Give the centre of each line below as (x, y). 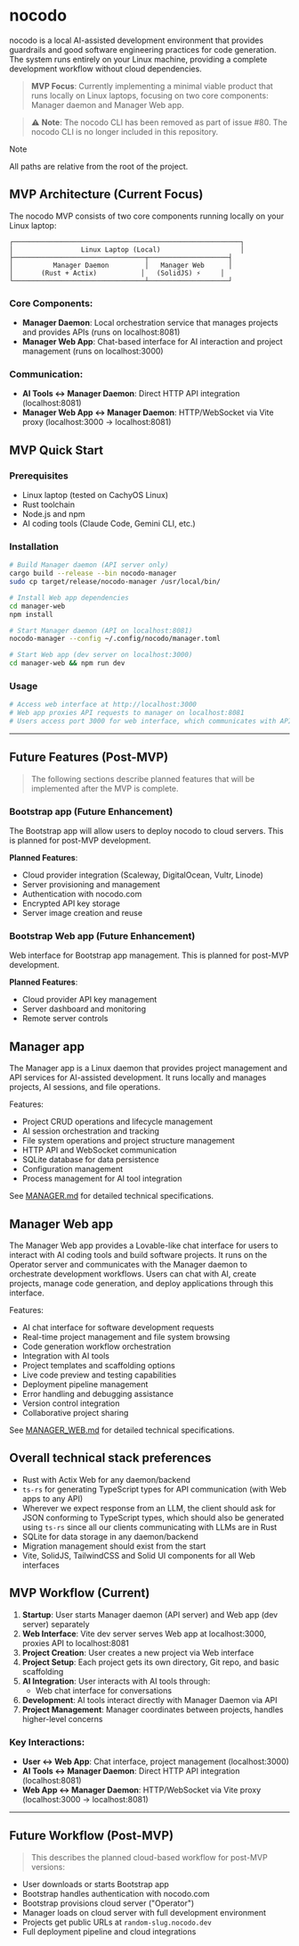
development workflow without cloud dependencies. (105, 69)
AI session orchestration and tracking (91, 1131)
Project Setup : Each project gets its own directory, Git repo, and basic (151, 1662)
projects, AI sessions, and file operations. (85, 1087)
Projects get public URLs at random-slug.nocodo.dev (117, 1922)
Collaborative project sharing (75, 1413)
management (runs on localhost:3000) (93, 351)
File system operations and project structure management (129, 1141)
